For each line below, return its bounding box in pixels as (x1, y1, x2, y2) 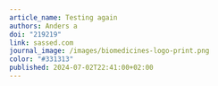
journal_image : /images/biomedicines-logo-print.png (9, 47, 210, 56)
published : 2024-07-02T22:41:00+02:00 (9, 64, 154, 73)
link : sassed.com (9, 38, 74, 47)
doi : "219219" (9, 30, 63, 39)
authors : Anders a (9, 21, 78, 30)
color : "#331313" (9, 55, 74, 64)
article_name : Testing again (9, 13, 118, 22)
